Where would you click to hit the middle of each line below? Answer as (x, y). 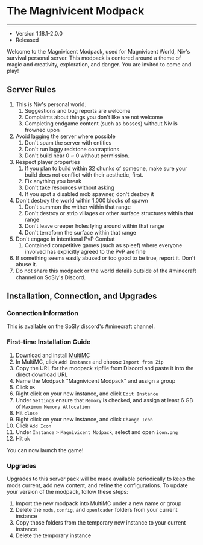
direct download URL (42, 374)
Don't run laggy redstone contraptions (72, 149)
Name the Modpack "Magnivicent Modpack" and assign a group (95, 380)
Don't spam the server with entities (68, 142)
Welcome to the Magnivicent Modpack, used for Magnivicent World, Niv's (98, 51)
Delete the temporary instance (53, 535)
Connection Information (43, 313)
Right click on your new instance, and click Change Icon (84, 419)
